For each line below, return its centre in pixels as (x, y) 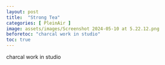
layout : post (22, 12)
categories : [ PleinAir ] (38, 23)
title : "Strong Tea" (33, 17)
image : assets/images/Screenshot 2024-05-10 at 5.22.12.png (83, 29)
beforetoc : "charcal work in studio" (53, 34)
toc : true (19, 40)
